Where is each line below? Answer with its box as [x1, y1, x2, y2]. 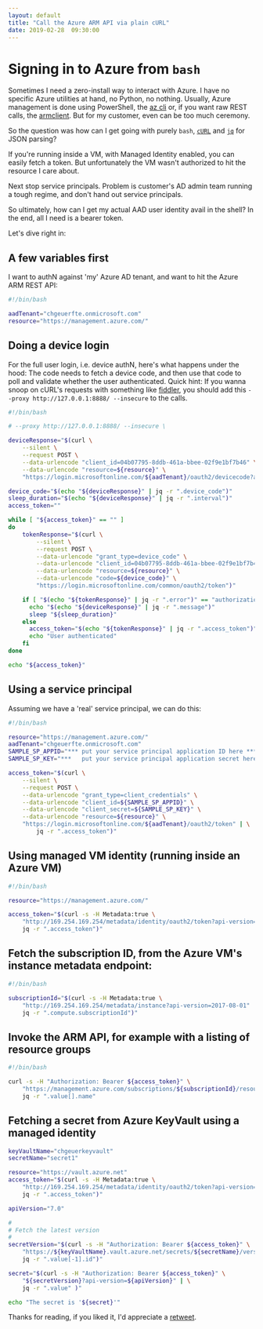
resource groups [8, 1042, 92, 1056]
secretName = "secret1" [8, 1155, 79, 1163]
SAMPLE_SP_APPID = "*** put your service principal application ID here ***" [8, 747, 261, 756]
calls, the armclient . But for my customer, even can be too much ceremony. [8, 111, 250, 120]
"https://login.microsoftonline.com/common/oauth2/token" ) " [36, 582, 236, 590]
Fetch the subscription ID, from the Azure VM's [8, 947, 243, 960]
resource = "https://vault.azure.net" [8, 1169, 128, 1177]
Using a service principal [8, 683, 132, 696]
